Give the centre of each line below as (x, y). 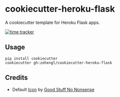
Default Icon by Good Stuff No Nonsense (53, 89)
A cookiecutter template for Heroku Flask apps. (52, 22)
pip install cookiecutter (31, 58)
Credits (17, 78)
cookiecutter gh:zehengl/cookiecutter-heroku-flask (59, 63)
